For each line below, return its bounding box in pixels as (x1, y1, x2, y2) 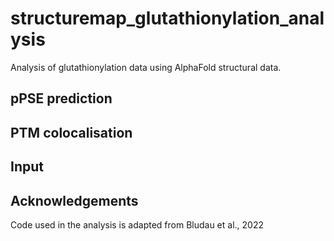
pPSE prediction (10, 90, 113, 107)
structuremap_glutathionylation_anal (10, 7, 325, 30)
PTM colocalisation (10, 124, 133, 141)
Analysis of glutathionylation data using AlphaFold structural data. (10, 61, 282, 73)
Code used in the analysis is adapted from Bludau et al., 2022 (10, 218, 264, 231)
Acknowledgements (10, 192, 139, 209)
